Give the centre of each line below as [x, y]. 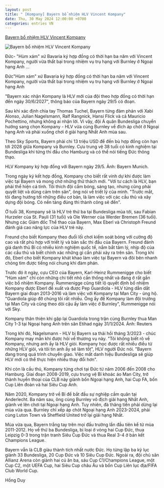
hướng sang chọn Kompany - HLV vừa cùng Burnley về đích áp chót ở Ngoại [82, 127]
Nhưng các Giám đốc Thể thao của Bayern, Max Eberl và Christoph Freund [81, 222]
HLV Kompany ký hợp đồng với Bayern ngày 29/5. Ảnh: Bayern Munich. [77, 167]
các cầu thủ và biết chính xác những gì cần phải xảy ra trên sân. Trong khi [80, 253]
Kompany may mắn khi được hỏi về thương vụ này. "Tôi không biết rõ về [78, 339]
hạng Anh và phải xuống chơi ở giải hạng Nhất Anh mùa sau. [66, 132]
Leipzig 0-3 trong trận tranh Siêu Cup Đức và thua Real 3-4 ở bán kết [75, 435]
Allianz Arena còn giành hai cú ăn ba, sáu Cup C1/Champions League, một [80, 460]
